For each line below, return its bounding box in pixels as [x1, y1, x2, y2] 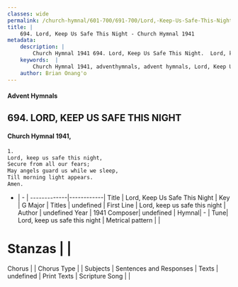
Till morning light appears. [7, 174, 93, 181]
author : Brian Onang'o [20, 69, 87, 77]
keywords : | [20, 57, 59, 64]
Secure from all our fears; [7, 161, 91, 168]
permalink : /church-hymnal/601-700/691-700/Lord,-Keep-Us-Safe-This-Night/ [7, 17, 236, 24]
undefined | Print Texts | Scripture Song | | [7, 271, 131, 280]
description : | [20, 43, 65, 50]
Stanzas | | [7, 241, 72, 257]
